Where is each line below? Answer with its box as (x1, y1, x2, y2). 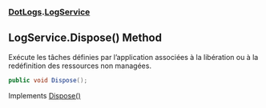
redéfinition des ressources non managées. (8, 61, 152, 70)
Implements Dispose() (8, 90, 82, 100)
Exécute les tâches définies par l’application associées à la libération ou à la (8, 52, 259, 62)
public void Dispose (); (8, 76, 88, 84)
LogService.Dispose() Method (8, 31, 163, 45)
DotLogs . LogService (8, 6, 91, 18)
